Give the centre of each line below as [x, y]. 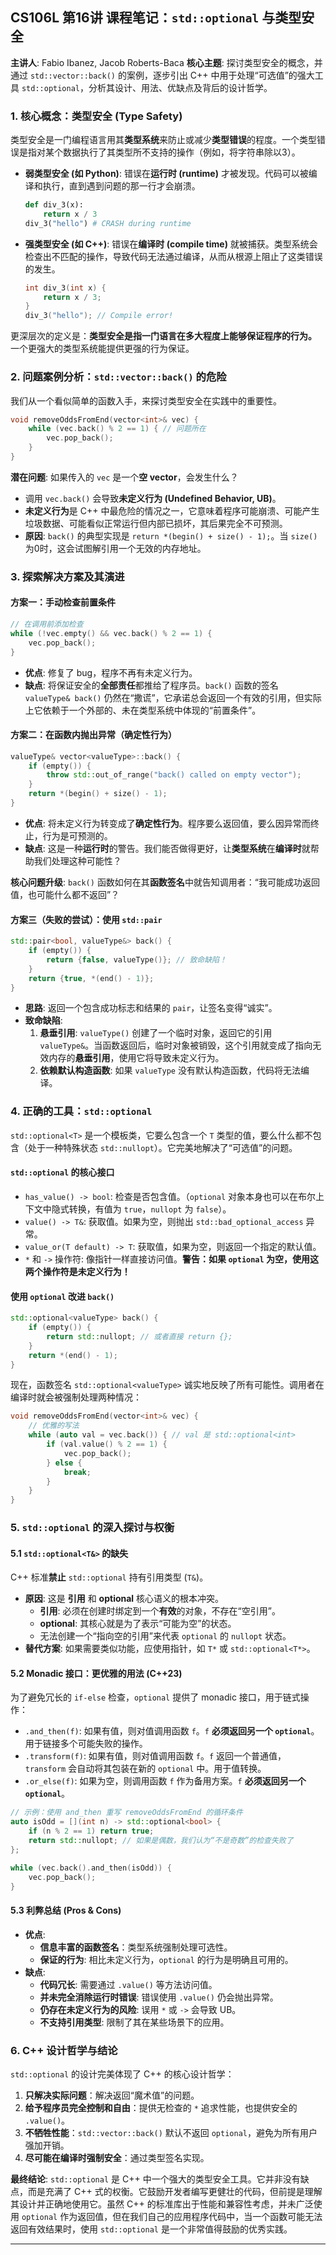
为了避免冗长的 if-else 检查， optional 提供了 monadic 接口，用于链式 [155, 1697]
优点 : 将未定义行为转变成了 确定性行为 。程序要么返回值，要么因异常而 [167, 823]
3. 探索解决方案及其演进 [67, 576]
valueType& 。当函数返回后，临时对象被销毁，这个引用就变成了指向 [176, 1045]
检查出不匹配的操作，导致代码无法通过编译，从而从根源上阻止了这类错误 [173, 256]
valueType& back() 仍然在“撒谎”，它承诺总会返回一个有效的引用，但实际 [173, 697]
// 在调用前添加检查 [47, 624]
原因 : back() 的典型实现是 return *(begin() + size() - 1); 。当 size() [171, 535]
